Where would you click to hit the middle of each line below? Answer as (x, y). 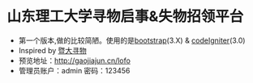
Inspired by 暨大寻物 (52, 50)
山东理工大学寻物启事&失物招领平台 (125, 17)
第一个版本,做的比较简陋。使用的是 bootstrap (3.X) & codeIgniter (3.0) (132, 40)
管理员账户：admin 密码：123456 (74, 70)
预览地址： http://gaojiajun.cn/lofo (74, 60)
